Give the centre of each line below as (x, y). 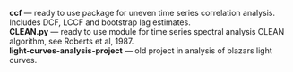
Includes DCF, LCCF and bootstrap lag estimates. (100, 22)
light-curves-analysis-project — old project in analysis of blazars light (141, 51)
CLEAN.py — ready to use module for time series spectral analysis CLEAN (147, 32)
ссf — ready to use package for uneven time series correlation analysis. (142, 13)
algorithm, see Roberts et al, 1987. (72, 41)
